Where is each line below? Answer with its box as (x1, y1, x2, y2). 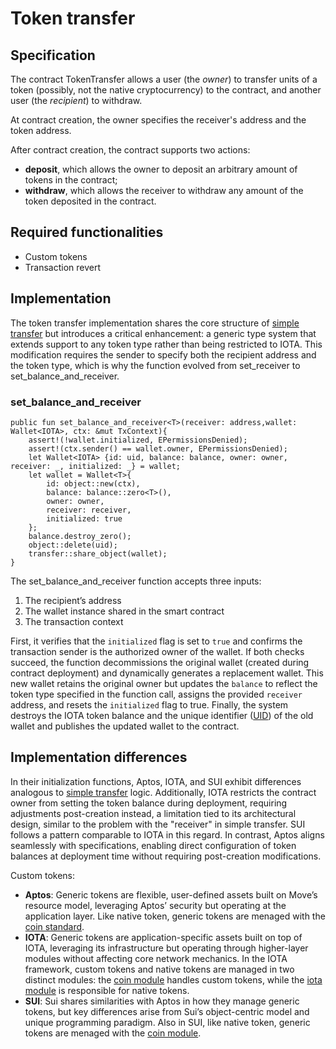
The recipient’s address (24, 594, 122, 606)
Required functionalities (10, 224, 164, 241)
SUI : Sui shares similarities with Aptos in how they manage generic (24, 995, 300, 1007)
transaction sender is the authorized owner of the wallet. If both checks (10, 645, 305, 657)
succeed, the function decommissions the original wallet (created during (10, 656, 310, 668)
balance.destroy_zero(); (28, 531, 132, 541)
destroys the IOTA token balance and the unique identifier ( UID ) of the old (10, 709, 314, 721)
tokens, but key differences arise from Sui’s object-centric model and (24, 1005, 310, 1017)
